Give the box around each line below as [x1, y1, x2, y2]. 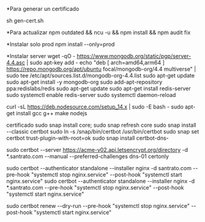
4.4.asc [6, 59, 26, 66]
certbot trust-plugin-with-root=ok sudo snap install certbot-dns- [6, 134, 170, 141]
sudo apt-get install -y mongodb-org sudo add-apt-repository [6, 79, 163, 85]
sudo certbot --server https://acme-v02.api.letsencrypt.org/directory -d [6, 146, 188, 153]
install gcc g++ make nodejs [16, 110, 88, 116]
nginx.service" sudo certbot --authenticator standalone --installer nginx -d [6, 177, 195, 185]
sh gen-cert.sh [6, 17, 44, 24]
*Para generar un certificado [6, 5, 80, 12]
